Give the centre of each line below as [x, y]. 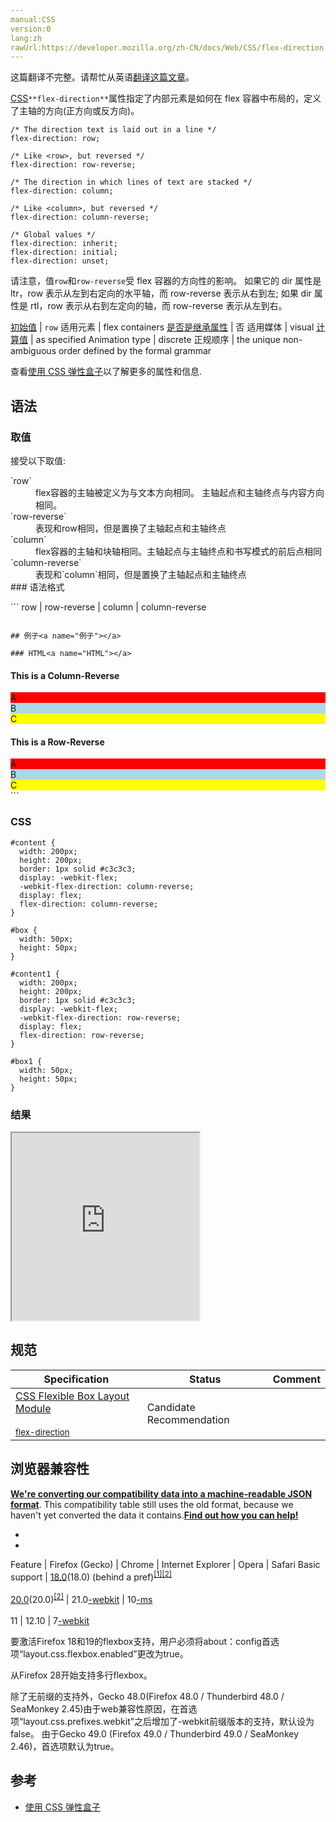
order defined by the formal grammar [135, 351]
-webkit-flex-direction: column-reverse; [107, 886]
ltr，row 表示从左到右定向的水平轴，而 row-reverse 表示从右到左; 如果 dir [161, 293]
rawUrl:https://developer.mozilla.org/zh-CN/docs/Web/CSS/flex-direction [167, 47]
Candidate [171, 1407]
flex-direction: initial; [64, 252]
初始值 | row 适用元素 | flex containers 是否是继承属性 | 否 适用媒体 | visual [162, 327]
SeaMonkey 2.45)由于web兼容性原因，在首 [99, 1708]
